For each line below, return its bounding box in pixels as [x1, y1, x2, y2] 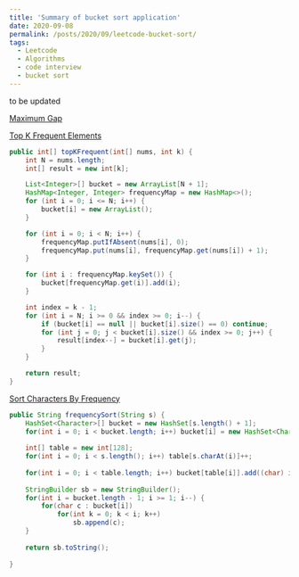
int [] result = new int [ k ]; [25, 164, 129, 173]
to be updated [9, 95, 61, 106]
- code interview [17, 63, 82, 72]
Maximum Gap [9, 112, 63, 123]
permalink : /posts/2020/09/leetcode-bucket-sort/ [9, 29, 198, 38]
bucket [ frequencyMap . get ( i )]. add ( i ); [41, 278, 181, 288]
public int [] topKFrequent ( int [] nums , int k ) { [9, 147, 193, 156]
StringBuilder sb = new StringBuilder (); [25, 485, 181, 494]
